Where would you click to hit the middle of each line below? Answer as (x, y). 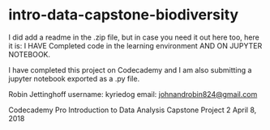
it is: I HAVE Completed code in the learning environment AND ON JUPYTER (135, 45)
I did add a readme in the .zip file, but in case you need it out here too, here (134, 37)
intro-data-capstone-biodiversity (124, 15)
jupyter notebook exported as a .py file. (74, 78)
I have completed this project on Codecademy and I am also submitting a (130, 69)
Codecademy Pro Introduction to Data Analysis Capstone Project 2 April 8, (133, 110)
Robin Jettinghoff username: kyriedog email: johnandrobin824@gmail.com (133, 94)
